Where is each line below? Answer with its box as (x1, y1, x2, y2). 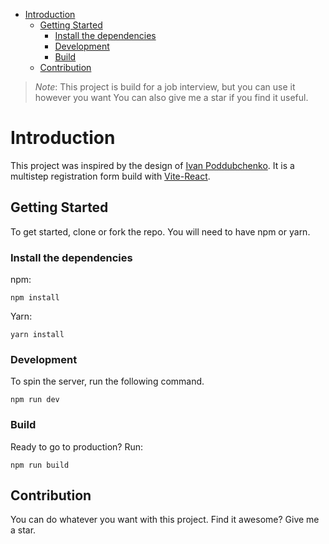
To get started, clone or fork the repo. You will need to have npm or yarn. (10, 225, 311, 238)
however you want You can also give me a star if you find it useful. (34, 92, 309, 103)
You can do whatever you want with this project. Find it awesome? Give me (10, 514, 320, 526)
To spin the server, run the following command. (10, 375, 205, 388)
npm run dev (10, 395, 60, 405)
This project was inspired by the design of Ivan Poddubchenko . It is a (10, 159, 295, 171)
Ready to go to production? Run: (10, 440, 144, 453)
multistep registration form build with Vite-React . (10, 170, 211, 182)
